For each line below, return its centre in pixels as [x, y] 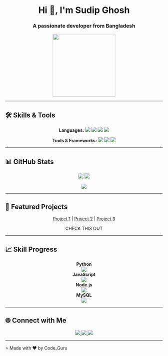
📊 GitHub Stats [29, 161]
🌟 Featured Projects [36, 207]
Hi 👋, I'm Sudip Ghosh [84, 10]
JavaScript [84, 274]
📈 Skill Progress [31, 250]
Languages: [72, 130]
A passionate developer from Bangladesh [84, 26]
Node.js [84, 284]
